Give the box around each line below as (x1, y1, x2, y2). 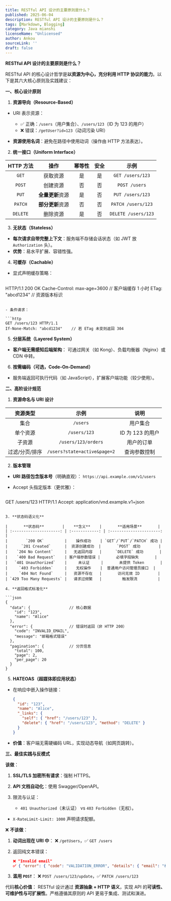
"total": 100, (14, 648, 44, 653)
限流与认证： (12, 794, 40, 800)
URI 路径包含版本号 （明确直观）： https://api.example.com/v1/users (12, 473, 156, 479)
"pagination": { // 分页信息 (10, 644, 92, 649)
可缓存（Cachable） (12, 259, 56, 265)
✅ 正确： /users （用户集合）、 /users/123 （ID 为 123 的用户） (20, 121, 147, 127)
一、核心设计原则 (5, 88, 41, 94)
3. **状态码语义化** (5, 514, 44, 519)
